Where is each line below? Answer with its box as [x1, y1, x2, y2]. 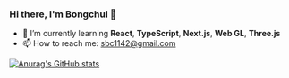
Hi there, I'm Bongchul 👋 [9, 8, 116, 20]
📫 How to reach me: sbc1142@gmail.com [21, 38, 176, 49]
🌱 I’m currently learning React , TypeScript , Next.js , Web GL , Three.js [21, 28, 281, 39]
